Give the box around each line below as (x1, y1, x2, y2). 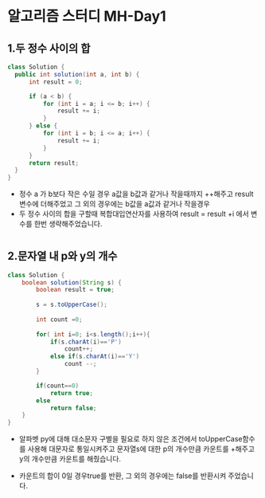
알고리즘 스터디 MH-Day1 (7, 7, 166, 25)
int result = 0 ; (28, 77, 83, 86)
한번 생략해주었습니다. (33, 219, 103, 229)
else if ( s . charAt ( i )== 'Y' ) (49, 352, 140, 361)
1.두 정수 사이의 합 (7, 41, 91, 55)
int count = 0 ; (36, 316, 83, 324)
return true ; (49, 389, 93, 397)
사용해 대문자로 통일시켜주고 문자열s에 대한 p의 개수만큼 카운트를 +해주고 (27, 444, 255, 454)
